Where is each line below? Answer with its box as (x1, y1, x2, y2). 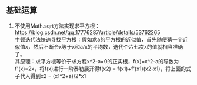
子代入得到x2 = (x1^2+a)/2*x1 (14, 72, 86, 79)
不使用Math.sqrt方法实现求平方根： (14, 22, 101, 29)
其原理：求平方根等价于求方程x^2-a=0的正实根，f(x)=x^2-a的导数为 (14, 57, 179, 64)
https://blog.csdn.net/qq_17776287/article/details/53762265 (14, 29, 161, 36)
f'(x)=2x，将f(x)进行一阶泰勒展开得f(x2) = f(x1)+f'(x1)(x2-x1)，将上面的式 (14, 65, 192, 72)
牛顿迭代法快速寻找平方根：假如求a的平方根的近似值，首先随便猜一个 (14, 36, 183, 43)
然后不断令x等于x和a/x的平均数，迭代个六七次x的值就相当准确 (33, 43, 183, 50)
